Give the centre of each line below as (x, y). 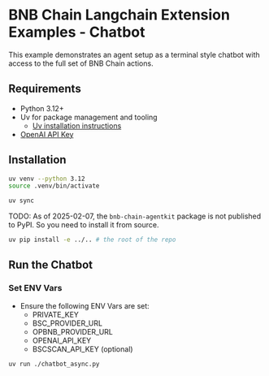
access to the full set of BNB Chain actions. (81, 63)
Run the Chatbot (51, 265)
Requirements (45, 89)
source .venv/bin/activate (54, 186)
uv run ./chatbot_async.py (54, 364)
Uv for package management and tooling (89, 117)
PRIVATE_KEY (56, 314)
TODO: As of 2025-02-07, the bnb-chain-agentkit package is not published (135, 216)
